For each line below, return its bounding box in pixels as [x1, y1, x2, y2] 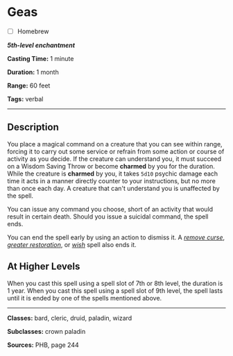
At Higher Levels [7, 261, 80, 273]
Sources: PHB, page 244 [7, 341, 79, 349]
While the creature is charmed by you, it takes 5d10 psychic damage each [7, 169, 218, 178]
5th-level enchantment [7, 41, 75, 49]
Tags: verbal [7, 95, 44, 103]
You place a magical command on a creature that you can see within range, [7, 139, 223, 148]
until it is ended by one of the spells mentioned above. [7, 294, 162, 302]
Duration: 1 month [7, 68, 59, 76]
